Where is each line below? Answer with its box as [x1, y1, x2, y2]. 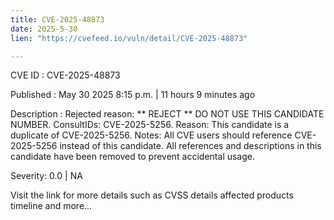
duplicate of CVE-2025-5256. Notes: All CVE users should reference [10, 129, 293, 141]
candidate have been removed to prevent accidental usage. [10, 151, 256, 163]
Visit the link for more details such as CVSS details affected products [10, 189, 294, 201]
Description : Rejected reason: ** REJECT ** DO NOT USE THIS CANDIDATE [10, 108, 325, 120]
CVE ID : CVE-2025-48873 [10, 69, 121, 81]
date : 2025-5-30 [10, 24, 78, 34]
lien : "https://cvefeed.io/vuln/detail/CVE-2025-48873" [10, 33, 248, 43]
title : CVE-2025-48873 [10, 14, 105, 25]
